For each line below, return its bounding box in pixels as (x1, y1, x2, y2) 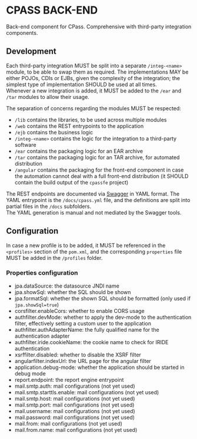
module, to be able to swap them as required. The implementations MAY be (6, 68, 189, 75)
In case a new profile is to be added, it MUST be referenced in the (6, 242, 166, 249)
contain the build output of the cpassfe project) (14, 179, 129, 186)
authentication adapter (14, 332, 70, 339)
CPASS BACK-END (6, 4, 98, 17)
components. (6, 29, 38, 36)
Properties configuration (6, 269, 78, 277)
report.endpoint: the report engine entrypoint (14, 376, 124, 383)
